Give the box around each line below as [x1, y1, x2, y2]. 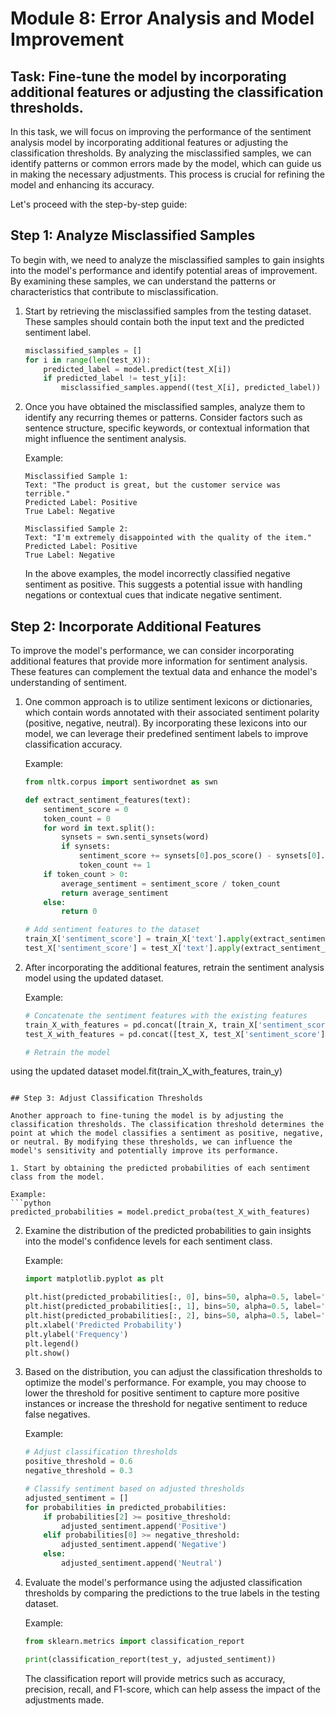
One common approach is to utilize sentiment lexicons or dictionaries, [24, 696, 313, 707]
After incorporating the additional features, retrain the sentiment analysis [24, 961, 325, 973]
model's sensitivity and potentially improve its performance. [10, 1146, 280, 1156]
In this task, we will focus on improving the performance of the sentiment [10, 126, 312, 137]
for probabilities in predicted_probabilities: [24, 1502, 227, 1512]
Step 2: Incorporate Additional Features [10, 618, 262, 635]
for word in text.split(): [43, 823, 156, 833]
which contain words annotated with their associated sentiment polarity [24, 707, 320, 718]
